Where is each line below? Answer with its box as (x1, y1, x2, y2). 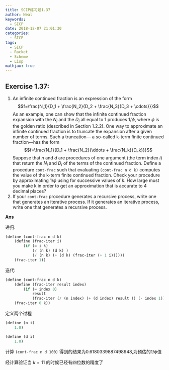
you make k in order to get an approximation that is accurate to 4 (12, 182, 147, 189)
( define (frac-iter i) (14, 239, 62, 244)
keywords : (5, 17, 26, 22)
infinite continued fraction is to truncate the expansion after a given (12, 128, 152, 134)
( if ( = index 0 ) (23, 287, 57, 292)
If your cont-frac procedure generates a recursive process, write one (12, 193, 157, 199)
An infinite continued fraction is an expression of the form (12, 95, 132, 101)
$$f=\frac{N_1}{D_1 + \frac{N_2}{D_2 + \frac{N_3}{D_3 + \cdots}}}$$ (17, 103, 159, 109)
